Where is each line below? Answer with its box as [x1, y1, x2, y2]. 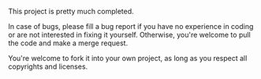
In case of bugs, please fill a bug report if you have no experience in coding [8, 22, 254, 31]
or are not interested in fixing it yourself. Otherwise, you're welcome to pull [8, 31, 251, 39]
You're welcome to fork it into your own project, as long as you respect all [8, 54, 248, 63]
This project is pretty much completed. [8, 7, 134, 16]
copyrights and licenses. [8, 62, 88, 71]
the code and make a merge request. [8, 38, 129, 48]
